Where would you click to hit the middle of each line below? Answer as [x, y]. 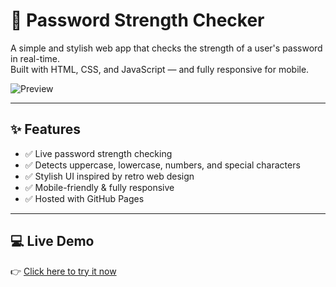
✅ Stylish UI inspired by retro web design [109, 176]
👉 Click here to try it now [63, 271]
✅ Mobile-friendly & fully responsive [99, 187]
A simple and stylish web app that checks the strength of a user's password [166, 48]
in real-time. [35, 58]
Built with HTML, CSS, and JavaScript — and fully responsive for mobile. [160, 69]
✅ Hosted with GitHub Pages [84, 198]
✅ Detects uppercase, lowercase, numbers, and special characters [162, 165]
